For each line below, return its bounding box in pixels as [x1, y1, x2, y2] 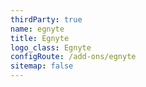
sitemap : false [10, 61, 74, 71]
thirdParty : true [10, 14, 83, 25]
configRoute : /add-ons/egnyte [10, 52, 137, 62]
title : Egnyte [10, 33, 70, 43]
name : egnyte [10, 24, 65, 34]
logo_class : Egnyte [10, 42, 92, 53]
